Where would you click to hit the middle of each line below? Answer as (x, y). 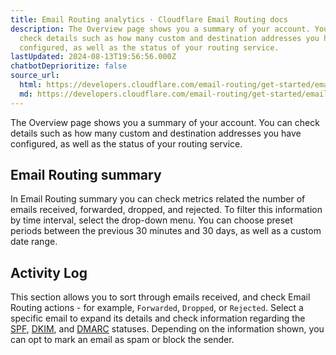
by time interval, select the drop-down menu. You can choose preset (151, 220)
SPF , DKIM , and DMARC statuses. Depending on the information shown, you (167, 329)
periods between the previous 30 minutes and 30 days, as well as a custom (166, 231)
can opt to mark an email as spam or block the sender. (122, 340)
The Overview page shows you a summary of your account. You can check (165, 122)
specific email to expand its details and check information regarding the (158, 318)
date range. (34, 242)
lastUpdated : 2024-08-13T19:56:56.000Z (93, 57)
